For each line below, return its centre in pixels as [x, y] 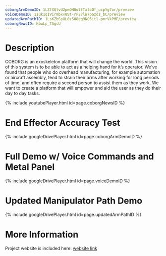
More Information [42, 234]
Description [30, 48]
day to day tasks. [23, 93]
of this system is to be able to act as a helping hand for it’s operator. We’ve [81, 67]
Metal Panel [30, 167]
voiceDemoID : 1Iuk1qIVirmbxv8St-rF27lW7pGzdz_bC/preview [65, 14]
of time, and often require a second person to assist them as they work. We [82, 83]
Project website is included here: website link [51, 248]
